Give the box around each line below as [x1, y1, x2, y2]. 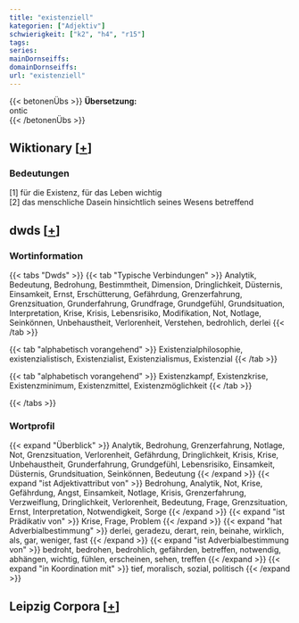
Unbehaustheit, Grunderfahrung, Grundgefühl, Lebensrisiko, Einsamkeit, [9, 459, 275, 469]
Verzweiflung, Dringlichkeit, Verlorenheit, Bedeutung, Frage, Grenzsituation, [9, 497, 288, 508]
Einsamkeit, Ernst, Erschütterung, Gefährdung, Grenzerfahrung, [9, 289, 243, 300]
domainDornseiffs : [9, 63, 78, 72]
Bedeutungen [9, 167, 70, 179]
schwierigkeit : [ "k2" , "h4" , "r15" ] [9, 29, 145, 38]
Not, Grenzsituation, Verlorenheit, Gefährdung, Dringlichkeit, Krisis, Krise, [9, 450, 279, 461]
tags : [9, 37, 29, 47]
